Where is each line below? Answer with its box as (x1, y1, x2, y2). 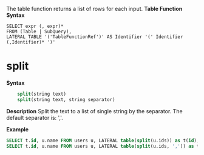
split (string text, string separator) (17, 96, 115, 102)
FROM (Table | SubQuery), (6, 28, 72, 35)
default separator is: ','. (6, 114, 64, 121)
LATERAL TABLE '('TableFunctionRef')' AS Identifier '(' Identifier (6, 34, 183, 40)
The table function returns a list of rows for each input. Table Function (6, 5, 183, 12)
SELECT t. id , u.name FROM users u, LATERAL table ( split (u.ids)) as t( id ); (6, 137, 200, 143)
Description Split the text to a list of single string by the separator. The (6, 107, 183, 114)
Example (6, 125, 29, 133)
